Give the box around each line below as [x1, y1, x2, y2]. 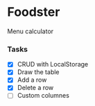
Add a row [17, 76, 47, 84]
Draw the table [17, 68, 60, 76]
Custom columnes [17, 91, 69, 100]
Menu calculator [7, 27, 54, 35]
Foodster [7, 4, 60, 20]
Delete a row [17, 84, 54, 92]
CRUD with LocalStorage [17, 60, 89, 69]
